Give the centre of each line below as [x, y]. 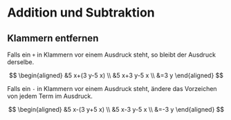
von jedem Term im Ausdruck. [50, 96]
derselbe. [21, 62]
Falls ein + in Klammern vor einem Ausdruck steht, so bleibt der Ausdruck [112, 54]
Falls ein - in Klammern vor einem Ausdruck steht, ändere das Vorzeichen [112, 89]
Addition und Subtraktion [81, 13]
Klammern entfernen [53, 38]
